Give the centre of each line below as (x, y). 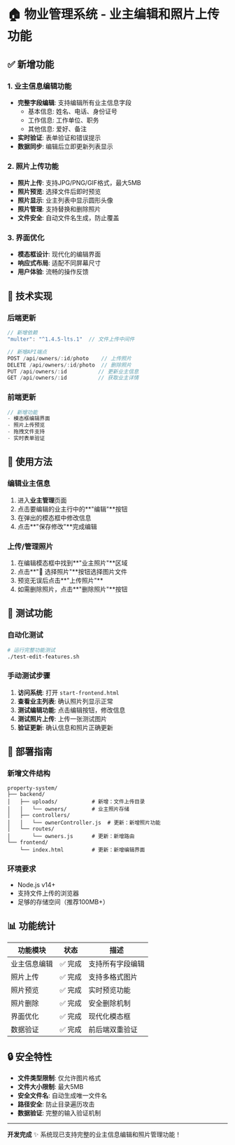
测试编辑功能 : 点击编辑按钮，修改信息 (71, 710)
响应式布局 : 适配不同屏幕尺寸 (59, 263)
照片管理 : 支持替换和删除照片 (59, 209)
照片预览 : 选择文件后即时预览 (59, 192)
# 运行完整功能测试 (31, 650)
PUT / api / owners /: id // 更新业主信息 (73, 371)
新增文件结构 (29, 773)
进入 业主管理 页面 (42, 500)
